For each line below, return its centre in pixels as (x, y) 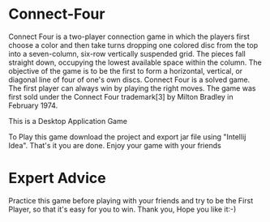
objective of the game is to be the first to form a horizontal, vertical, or (126, 70)
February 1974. (33, 105)
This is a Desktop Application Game (68, 121)
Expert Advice (58, 178)
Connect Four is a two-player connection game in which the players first (129, 36)
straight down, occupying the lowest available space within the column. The (135, 62)
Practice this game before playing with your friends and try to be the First (131, 200)
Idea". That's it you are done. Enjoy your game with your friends (115, 145)
